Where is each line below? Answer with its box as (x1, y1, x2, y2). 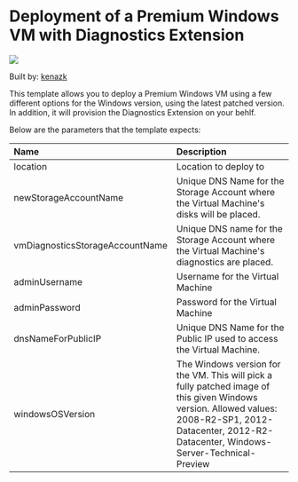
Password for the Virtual (176, 296, 278, 308)
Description (176, 145, 227, 157)
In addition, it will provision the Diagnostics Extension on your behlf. (9, 107, 256, 117)
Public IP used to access (176, 332, 278, 344)
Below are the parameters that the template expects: (9, 124, 201, 135)
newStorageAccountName (13, 191, 124, 203)
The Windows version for (176, 358, 281, 370)
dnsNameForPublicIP (13, 332, 102, 344)
